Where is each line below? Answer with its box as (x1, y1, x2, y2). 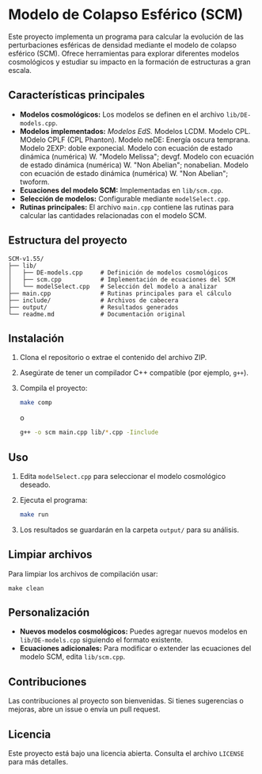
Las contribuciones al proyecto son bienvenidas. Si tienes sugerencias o (8, 696, 244, 706)
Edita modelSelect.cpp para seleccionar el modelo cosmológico (19, 471, 226, 481)
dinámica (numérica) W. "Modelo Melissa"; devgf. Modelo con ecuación (19, 151, 255, 161)
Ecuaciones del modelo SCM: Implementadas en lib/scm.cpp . (19, 185, 224, 195)
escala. (8, 65, 32, 75)
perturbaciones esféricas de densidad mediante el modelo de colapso (8, 40, 237, 49)
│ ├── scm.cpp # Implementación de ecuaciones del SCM (8, 275, 236, 283)
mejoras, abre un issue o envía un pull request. (8, 704, 161, 715)
